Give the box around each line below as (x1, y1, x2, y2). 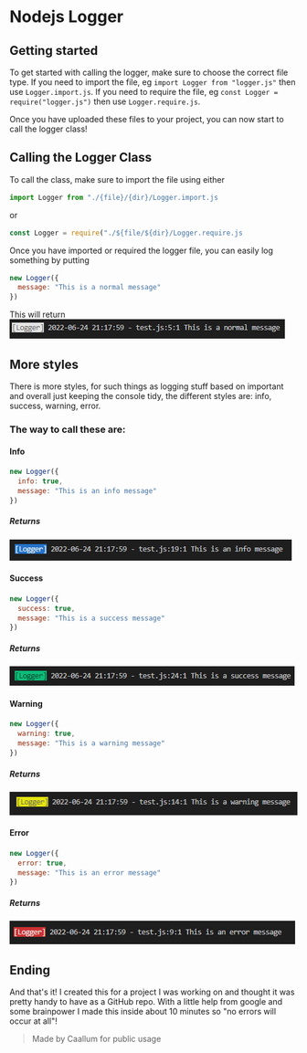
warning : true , (17, 729, 76, 739)
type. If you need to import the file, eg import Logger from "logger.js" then (9, 77, 296, 88)
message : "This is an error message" (17, 868, 162, 878)
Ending (9, 962, 51, 978)
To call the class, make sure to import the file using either (9, 174, 226, 184)
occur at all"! (9, 1016, 58, 1027)
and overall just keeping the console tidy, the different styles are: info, (9, 391, 272, 401)
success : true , (17, 604, 76, 613)
